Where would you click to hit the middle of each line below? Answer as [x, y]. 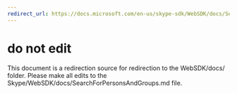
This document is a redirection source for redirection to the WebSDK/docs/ [116, 68]
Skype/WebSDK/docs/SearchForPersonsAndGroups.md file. [95, 83]
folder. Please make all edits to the [57, 75]
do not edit [39, 48]
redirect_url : [28, 14]
